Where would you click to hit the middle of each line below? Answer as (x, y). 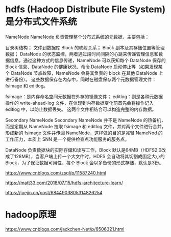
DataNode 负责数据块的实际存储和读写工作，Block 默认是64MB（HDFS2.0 (83, 150)
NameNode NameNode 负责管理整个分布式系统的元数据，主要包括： (77, 37)
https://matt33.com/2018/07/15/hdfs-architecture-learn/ (64, 183)
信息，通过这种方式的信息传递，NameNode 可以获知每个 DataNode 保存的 (88, 60)
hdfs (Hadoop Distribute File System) (86, 9)
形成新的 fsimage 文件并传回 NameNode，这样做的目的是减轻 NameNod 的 (84, 133)
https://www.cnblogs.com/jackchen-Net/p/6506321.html (65, 229)
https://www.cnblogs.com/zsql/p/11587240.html (56, 173)
